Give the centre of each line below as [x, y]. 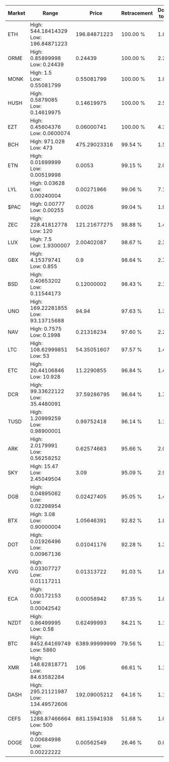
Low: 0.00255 [47, 210]
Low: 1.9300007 [50, 246]
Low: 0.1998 [45, 335]
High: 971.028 [48, 142]
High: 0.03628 [48, 183]
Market [17, 13]
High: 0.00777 [48, 204]
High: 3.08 [43, 514]
